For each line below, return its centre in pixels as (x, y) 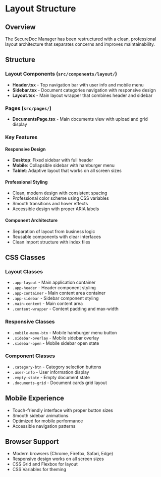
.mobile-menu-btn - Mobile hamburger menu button (65, 332)
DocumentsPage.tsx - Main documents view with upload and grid (80, 119)
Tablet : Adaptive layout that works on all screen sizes (67, 171)
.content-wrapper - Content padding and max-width (65, 309)
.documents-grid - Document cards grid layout (60, 383)
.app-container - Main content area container (59, 293)
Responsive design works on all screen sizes (58, 459)
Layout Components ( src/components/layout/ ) (61, 74)
